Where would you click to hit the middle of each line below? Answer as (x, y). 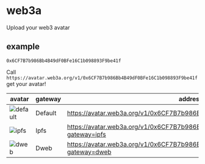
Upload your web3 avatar (38, 27)
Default (46, 113)
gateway (49, 99)
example (23, 47)
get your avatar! (26, 84)
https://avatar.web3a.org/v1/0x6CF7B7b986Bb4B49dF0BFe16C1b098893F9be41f (102, 78)
